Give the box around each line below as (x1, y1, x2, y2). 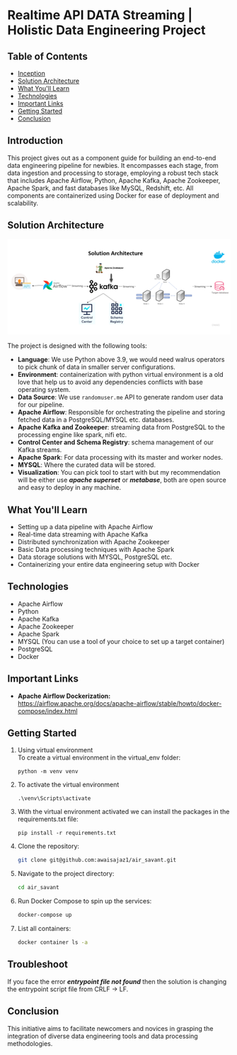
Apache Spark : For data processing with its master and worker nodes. (17, 453, 223, 462)
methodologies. (7, 1039, 53, 1048)
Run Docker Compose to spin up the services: (17, 897, 152, 906)
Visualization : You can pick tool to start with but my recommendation (17, 468, 221, 477)
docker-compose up (17, 911, 72, 919)
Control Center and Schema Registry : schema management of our (17, 438, 214, 446)
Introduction (7, 135, 64, 147)
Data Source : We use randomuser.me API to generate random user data (17, 393, 224, 402)
